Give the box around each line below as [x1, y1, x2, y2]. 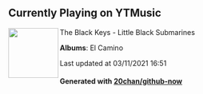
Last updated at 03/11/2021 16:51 [59, 58, 167, 68]
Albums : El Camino [59, 43, 124, 53]
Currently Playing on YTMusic [8, 6, 161, 20]
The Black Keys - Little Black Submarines [59, 27, 196, 37]
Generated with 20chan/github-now [59, 76, 183, 86]
